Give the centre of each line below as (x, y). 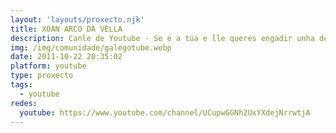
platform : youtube (48, 66)
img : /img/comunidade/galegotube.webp (91, 47)
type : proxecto (42, 76)
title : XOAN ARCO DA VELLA (66, 29)
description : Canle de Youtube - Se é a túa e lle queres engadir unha (162, 38)
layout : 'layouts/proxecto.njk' (77, 19)
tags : (21, 85)
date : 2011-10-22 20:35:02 (66, 57)
